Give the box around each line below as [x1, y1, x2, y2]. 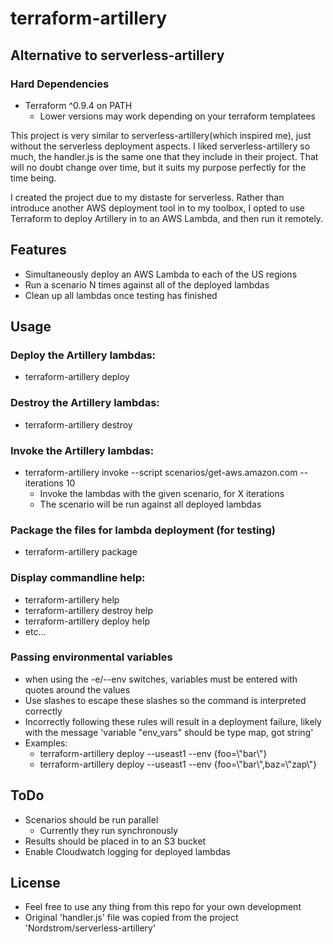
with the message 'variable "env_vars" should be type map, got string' [24, 726, 314, 738]
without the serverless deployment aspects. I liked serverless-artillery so [10, 140, 311, 152]
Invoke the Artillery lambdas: [10, 443, 155, 457]
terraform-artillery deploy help [24, 615, 150, 627]
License [10, 875, 61, 892]
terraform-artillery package [24, 546, 138, 558]
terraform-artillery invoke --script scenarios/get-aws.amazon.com [24, 466, 298, 478]
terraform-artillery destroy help [24, 604, 154, 616]
